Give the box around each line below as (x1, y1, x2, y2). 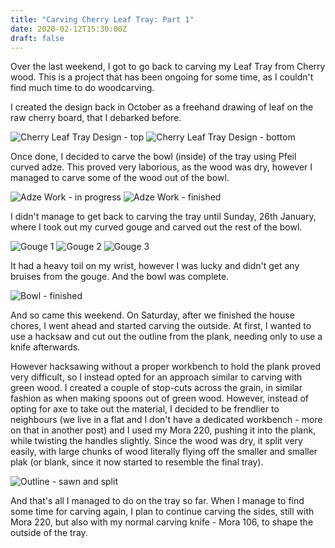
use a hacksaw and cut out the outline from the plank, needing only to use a (10, 331, 323, 343)
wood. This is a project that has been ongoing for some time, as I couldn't (10, 71, 314, 83)
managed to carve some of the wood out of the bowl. (10, 172, 230, 184)
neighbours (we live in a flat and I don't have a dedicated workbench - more (10, 414, 323, 426)
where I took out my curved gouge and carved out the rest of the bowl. (10, 221, 303, 233)
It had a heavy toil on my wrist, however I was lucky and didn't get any (10, 260, 300, 272)
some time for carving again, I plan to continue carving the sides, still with (10, 506, 315, 518)
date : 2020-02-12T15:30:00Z (10, 24, 128, 34)
